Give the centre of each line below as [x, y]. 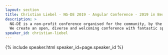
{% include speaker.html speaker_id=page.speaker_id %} [64, 47]
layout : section [22, 10]
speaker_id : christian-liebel [37, 33]
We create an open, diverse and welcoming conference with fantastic [83, 28]
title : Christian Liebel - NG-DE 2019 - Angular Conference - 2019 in [80, 14]
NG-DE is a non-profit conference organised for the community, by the [86, 24]
